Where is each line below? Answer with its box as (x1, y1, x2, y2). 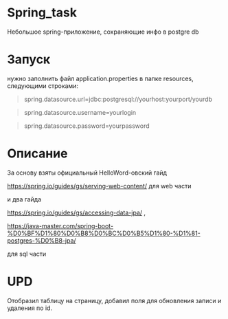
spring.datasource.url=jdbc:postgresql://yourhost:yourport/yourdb (23, 95, 213, 103)
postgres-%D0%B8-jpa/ (7, 236, 77, 245)
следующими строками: (7, 81, 79, 90)
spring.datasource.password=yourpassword (23, 122, 150, 130)
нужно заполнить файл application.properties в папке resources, (7, 74, 194, 82)
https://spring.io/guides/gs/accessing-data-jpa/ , (7, 208, 146, 217)
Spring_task (7, 5, 78, 21)
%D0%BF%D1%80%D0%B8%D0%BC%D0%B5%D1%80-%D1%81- (7, 229, 201, 237)
